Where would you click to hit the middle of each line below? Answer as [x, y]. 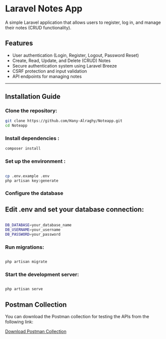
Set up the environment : [35, 161]
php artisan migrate [26, 262]
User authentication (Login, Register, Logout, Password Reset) [76, 55]
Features [19, 43]
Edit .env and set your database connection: [75, 209]
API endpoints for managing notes [47, 76]
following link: [19, 322]
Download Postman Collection [36, 331]
